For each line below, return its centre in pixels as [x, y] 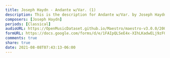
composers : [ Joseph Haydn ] [34, 19]
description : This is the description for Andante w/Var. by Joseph [79, 15]
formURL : [14, 33]
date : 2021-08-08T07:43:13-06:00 [40, 47]
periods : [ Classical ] [28, 24]
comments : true [21, 38]
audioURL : [16, 29]
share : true [18, 43]
